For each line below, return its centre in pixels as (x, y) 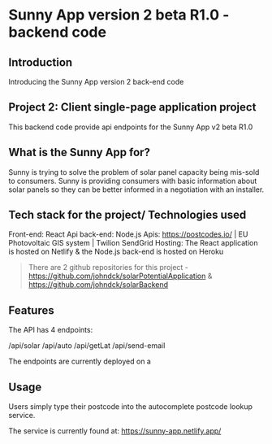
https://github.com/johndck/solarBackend (98, 285)
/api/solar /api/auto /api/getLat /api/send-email (87, 346)
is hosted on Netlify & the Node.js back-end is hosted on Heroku (116, 252)
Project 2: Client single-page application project (132, 107)
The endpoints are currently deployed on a (80, 361)
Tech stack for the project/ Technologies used (127, 215)
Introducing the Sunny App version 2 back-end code (96, 82)
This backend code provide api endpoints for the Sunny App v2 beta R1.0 (131, 127)
